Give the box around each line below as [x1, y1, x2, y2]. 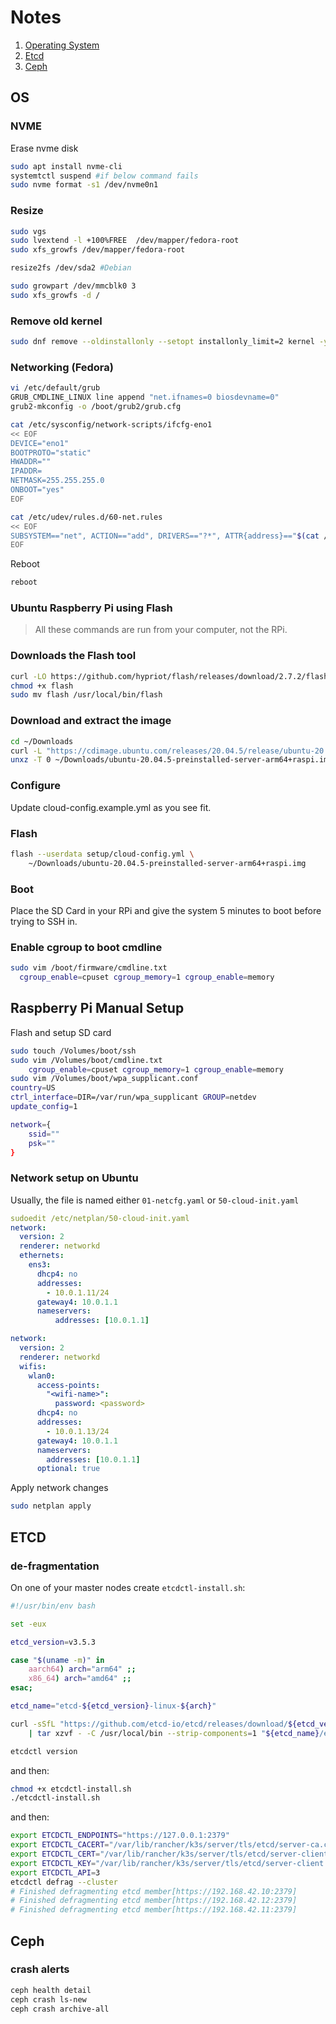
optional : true [36, 1464, 101, 1474]
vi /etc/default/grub [10, 383, 101, 393]
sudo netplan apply [10, 1501, 92, 1511]
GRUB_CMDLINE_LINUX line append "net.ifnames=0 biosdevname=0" [10, 392, 280, 403]
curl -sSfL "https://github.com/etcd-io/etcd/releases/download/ [10, 1719, 288, 1729]
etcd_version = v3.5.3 [10, 1637, 97, 1647]
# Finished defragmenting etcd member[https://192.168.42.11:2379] [10, 1905, 298, 1915]
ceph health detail [10, 1985, 92, 1995]
